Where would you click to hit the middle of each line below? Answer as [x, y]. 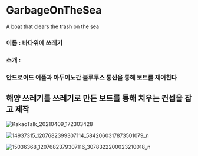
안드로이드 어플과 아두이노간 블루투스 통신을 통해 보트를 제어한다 [92, 77]
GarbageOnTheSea [54, 10]
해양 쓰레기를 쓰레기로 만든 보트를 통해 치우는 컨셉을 [95, 99]
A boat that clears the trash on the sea [52, 26]
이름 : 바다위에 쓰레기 [34, 43]
